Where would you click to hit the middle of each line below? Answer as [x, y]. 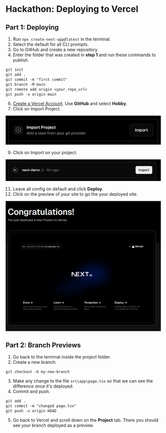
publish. [21, 60]
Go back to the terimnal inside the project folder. [62, 357]
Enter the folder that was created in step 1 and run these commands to [84, 55]
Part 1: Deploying [32, 27]
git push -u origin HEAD [31, 411]
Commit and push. [32, 392]
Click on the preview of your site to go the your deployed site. [75, 194]
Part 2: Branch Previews [43, 345]
